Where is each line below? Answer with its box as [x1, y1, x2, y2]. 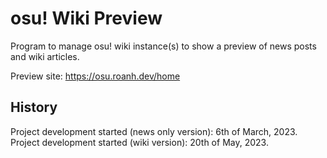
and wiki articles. [10, 50, 80, 62]
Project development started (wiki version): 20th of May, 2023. [10, 136, 269, 148]
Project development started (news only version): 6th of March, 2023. [10, 125, 298, 137]
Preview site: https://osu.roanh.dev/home [10, 70, 181, 82]
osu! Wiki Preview [10, 7, 163, 30]
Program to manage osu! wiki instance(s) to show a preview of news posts [10, 40, 317, 52]
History [10, 99, 58, 116]
